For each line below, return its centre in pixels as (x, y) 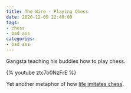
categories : (21, 39)
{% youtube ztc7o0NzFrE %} (41, 72)
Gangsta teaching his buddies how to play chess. (66, 61)
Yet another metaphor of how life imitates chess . (65, 84)
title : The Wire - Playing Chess (47, 11)
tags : (13, 22)
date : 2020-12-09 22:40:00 (39, 17)
